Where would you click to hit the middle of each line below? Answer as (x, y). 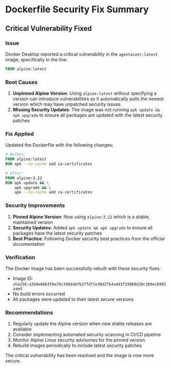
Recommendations (29, 313)
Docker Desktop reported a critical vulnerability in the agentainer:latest (82, 54)
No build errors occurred (39, 294)
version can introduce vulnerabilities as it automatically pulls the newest (88, 99)
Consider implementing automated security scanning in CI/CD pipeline (87, 335)
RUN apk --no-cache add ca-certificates (49, 164)
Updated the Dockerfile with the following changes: (59, 145)
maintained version (33, 222)
